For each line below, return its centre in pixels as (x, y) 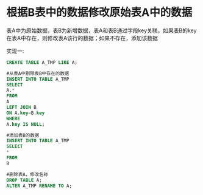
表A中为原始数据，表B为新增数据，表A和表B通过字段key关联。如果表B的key (101, 30)
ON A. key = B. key (26, 113)
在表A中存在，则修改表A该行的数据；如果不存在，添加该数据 (82, 38)
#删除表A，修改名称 (27, 174)
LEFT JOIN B (21, 108)
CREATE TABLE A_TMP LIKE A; (42, 62)
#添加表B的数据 (23, 135)
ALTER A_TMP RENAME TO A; (39, 186)
